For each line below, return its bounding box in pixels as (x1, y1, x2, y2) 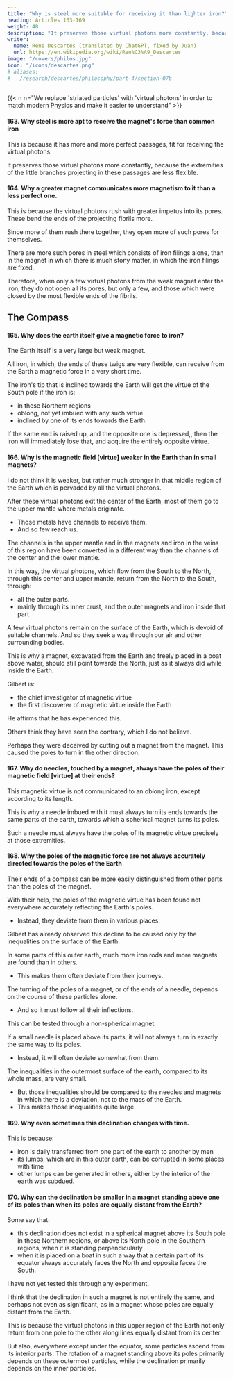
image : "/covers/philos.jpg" (7, 56, 92, 63)
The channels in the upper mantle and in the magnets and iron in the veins (7, 538, 219, 547)
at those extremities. (7, 836, 66, 844)
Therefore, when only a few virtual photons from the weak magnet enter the (7, 276, 224, 285)
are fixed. (7, 263, 35, 272)
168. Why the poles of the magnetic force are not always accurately (7, 852, 206, 860)
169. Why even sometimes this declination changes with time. (7, 1118, 189, 1127)
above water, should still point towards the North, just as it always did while (7, 659, 222, 667)
